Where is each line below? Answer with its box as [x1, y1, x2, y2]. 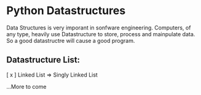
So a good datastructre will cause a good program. [6, 37, 135, 44]
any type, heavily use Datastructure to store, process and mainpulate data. [6, 30, 195, 37]
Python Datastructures [6, 4, 126, 18]
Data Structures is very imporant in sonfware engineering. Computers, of [6, 24, 191, 31]
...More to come [6, 83, 47, 90]
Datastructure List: [6, 55, 81, 65]
